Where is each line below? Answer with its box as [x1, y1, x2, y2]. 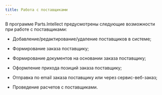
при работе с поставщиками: [5, 26, 67, 32]
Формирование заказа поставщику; [12, 45, 89, 51]
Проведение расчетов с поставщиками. [12, 84, 98, 90]
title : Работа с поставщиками [5, 7, 68, 12]
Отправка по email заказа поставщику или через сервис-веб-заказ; [12, 74, 158, 80]
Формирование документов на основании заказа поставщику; [12, 55, 146, 61]
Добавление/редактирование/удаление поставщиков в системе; [12, 36, 152, 42]
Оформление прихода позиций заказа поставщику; [12, 65, 122, 71]
